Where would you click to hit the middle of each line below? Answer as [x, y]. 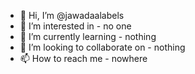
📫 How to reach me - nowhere [83, 58]
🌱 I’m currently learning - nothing [88, 36]
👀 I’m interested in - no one [75, 26]
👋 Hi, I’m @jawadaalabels [72, 15]
